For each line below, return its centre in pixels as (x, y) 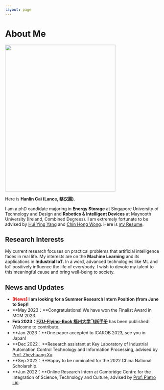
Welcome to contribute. (36, 327)
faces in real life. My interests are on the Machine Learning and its (72, 257)
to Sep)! (20, 304)
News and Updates (35, 287)
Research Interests (35, 239)
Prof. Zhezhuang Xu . (33, 355)
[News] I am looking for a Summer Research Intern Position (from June (85, 299)
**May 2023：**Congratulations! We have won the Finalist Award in (82, 310)
